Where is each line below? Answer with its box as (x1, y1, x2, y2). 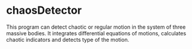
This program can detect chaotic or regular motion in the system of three (6, 23, 186, 30)
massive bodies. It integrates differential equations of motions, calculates (6, 29, 187, 36)
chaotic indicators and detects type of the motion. (6, 36, 130, 43)
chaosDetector (6, 4, 82, 17)
